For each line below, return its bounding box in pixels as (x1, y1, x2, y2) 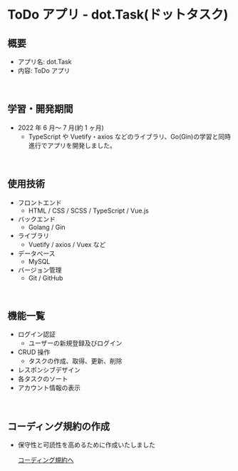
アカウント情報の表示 (17, 383, 81, 392)
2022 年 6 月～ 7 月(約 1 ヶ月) (17, 123, 105, 132)
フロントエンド (17, 198, 62, 207)
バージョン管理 (17, 265, 62, 274)
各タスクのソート (17, 375, 68, 383)
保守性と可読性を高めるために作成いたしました (17, 440, 155, 450)
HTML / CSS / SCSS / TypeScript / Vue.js (28, 206, 150, 215)
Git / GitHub (28, 273, 63, 282)
